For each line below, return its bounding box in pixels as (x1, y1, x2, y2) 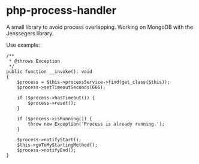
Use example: (6, 41, 40, 48)
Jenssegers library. (6, 29, 54, 37)
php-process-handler (6, 4, 117, 17)
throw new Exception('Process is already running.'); (28, 121, 165, 127)
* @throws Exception (8, 58, 61, 64)
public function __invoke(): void (6, 68, 93, 75)
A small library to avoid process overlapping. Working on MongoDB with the (6, 23, 194, 31)
